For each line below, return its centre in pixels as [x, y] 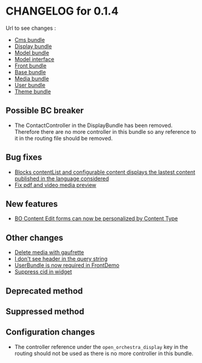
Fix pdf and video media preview [55, 185]
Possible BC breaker [45, 111]
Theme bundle [32, 91]
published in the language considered [62, 178]
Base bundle [30, 72]
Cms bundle [29, 40]
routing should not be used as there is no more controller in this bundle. [104, 353]
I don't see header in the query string [61, 259]
